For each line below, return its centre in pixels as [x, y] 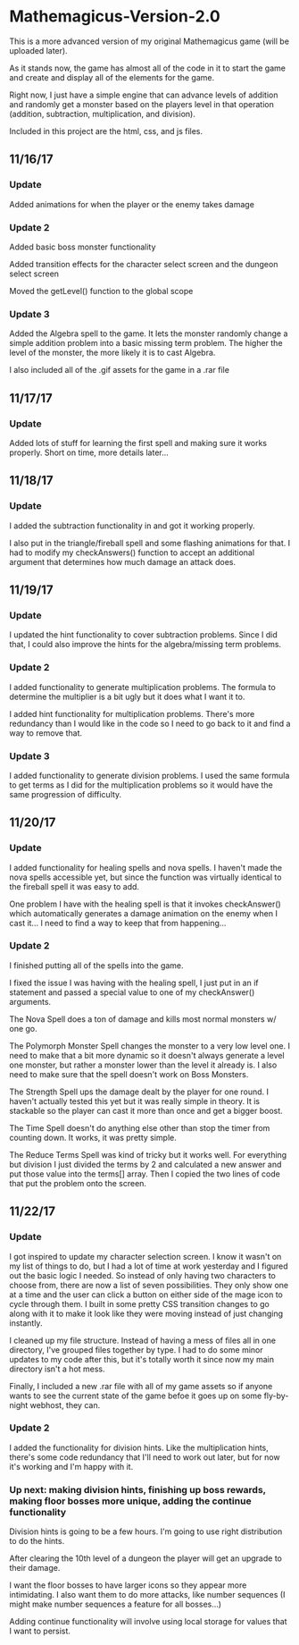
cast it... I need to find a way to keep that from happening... [118, 923]
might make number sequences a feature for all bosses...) [115, 1604]
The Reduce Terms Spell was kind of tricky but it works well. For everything [148, 1154]
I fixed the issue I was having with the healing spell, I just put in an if [134, 983]
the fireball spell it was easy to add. [75, 886]
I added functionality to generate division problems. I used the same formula [149, 775]
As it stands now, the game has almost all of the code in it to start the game [147, 68]
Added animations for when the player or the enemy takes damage [132, 204]
